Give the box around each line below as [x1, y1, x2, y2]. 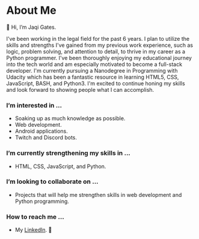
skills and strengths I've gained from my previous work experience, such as [6, 41, 194, 49]
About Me [6, 4, 57, 17]
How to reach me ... [6, 213, 64, 221]
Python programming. [14, 198, 69, 205]
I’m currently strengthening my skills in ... [6, 149, 131, 157]
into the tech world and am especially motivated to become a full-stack [6, 61, 182, 68]
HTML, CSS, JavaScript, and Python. [14, 163, 106, 170]
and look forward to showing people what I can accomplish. [6, 86, 155, 93]
